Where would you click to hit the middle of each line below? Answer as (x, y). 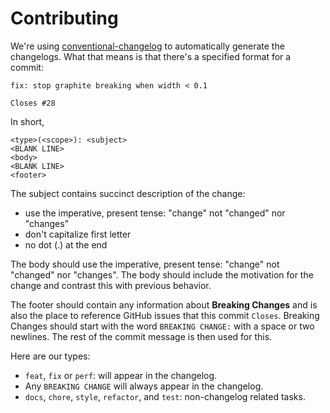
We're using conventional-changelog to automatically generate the (147, 46)
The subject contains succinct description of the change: (128, 193)
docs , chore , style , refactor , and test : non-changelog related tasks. (165, 396)
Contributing (64, 18)
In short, (27, 121)
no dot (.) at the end (66, 244)
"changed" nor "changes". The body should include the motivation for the (162, 274)
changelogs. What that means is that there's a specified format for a (151, 56)
